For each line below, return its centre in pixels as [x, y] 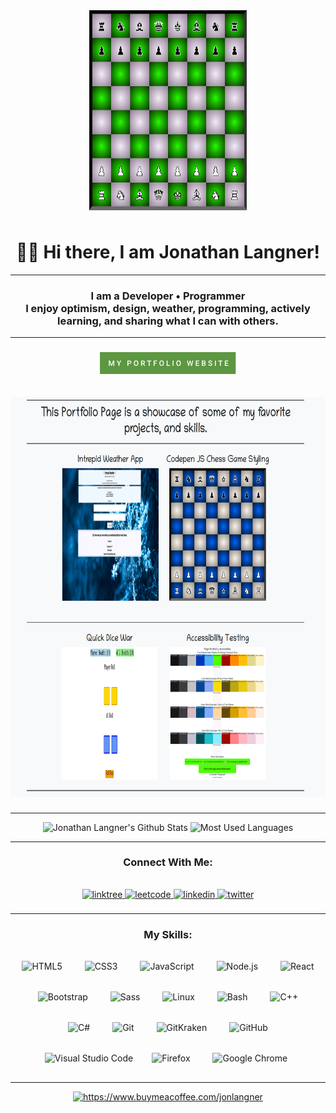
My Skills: [168, 934]
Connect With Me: [168, 862]
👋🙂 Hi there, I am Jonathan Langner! [168, 252]
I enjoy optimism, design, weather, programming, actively [168, 308]
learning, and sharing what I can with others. [168, 321]
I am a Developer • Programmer [168, 296]
